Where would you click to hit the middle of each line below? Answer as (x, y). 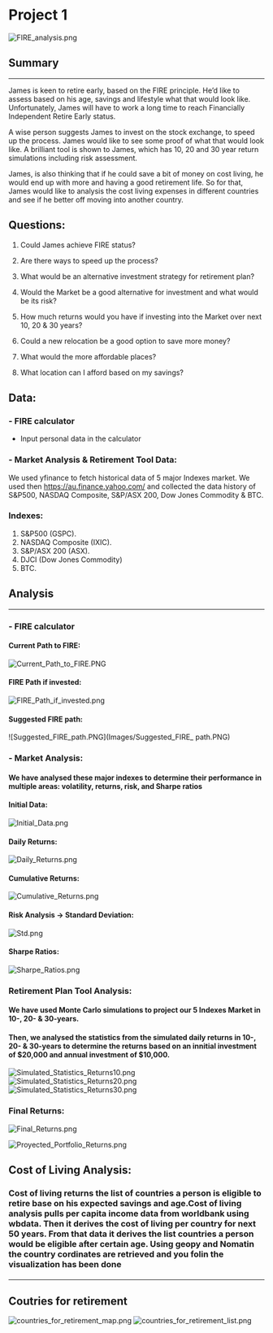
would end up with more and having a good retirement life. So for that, (126, 182)
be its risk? (38, 301)
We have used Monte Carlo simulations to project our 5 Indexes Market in (135, 1010)
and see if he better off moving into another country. (96, 199)
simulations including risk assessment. (73, 158)
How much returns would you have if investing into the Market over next (141, 316)
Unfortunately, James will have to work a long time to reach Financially (127, 107)
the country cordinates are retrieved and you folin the (116, 1254)
